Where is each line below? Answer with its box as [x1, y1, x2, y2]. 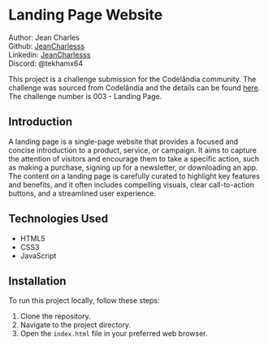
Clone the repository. [19, 311, 91, 322]
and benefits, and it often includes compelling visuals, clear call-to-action [8, 179, 254, 189]
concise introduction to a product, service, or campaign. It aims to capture [8, 145, 257, 155]
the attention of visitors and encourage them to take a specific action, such [8, 154, 260, 163]
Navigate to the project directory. [19, 320, 132, 330]
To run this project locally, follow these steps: [8, 296, 160, 305]
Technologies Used [8, 212, 108, 226]
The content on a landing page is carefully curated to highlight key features [8, 171, 260, 180]
